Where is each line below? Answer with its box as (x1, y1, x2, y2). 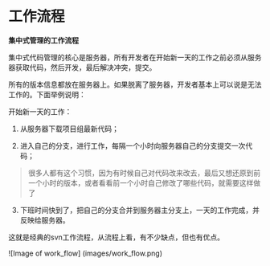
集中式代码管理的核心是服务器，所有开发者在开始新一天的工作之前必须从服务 (8, 52, 262, 62)
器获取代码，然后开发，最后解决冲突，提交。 (8, 62, 157, 72)
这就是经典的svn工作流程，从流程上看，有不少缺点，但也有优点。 (8, 232, 225, 242)
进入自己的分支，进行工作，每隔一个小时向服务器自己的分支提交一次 (19, 141, 246, 150)
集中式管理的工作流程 (8, 35, 79, 45)
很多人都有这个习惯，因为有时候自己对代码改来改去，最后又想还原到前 (27, 168, 261, 178)
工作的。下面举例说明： (8, 89, 86, 99)
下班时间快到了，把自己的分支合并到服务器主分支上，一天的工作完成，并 (19, 205, 260, 215)
